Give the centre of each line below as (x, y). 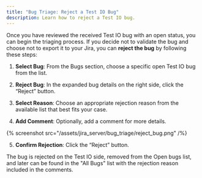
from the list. (31, 73)
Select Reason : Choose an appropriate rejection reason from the (97, 103)
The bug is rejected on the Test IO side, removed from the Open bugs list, (99, 157)
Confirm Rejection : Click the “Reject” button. (72, 144)
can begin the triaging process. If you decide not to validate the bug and (97, 41)
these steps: (22, 54)
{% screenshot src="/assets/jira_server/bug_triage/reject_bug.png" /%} (97, 133)
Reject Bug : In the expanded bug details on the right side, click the (99, 84)
